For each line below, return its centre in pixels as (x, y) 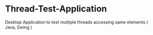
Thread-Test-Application (56, 9)
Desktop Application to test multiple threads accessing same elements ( (77, 22)
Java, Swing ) (19, 27)
